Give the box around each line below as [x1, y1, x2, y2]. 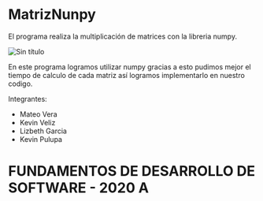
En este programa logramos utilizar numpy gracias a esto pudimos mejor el [8, 61, 251, 72]
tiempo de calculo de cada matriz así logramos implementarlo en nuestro [8, 70, 246, 80]
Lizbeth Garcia [19, 126, 67, 136]
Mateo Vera [19, 109, 57, 119]
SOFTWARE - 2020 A [8, 179, 150, 197]
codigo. [8, 79, 33, 88]
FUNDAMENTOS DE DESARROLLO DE [8, 162, 256, 181]
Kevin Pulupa [19, 134, 63, 143]
